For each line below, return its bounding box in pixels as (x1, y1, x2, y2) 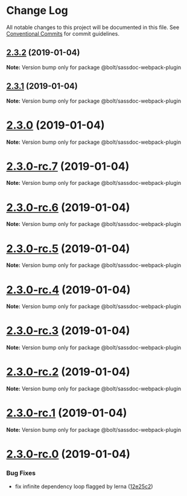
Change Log (6, 4, 68, 18)
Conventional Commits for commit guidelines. (6, 30, 119, 37)
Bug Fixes (6, 469, 36, 477)
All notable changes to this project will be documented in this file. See (6, 24, 180, 31)
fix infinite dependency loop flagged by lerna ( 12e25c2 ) (14, 483, 153, 490)
